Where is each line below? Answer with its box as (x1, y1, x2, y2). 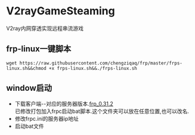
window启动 (6, 83, 52, 93)
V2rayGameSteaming (6, 4, 115, 18)
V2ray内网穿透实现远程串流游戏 (6, 24, 83, 32)
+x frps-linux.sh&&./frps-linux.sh (48, 65, 137, 71)
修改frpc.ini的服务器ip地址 (14, 115, 79, 122)
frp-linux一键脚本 (6, 44, 72, 54)
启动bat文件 (14, 122, 44, 130)
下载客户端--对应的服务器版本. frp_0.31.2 (14, 100, 113, 107)
